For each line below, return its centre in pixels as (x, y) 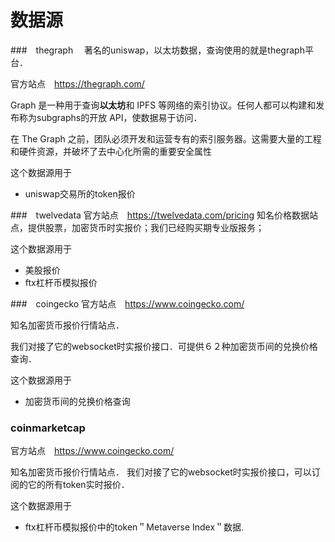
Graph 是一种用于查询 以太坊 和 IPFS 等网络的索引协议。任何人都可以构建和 (163, 105)
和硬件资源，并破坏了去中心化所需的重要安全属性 (111, 151)
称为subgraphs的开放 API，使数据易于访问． (110, 117)
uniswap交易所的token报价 (80, 193)
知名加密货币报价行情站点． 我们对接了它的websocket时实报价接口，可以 (161, 472)
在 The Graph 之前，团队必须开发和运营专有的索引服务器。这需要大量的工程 (166, 138)
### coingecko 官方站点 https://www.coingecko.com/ (127, 303)
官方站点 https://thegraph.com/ (77, 83)
